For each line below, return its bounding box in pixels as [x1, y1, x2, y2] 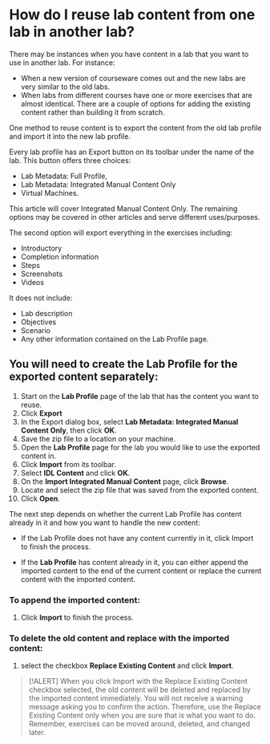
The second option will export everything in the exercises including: [9, 227, 233, 238]
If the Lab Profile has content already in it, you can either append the [20, 557, 249, 567]
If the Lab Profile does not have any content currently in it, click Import [20, 533, 254, 543]
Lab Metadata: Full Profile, [20, 171, 107, 181]
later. [28, 728, 46, 738]
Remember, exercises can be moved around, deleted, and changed [28, 719, 251, 729]
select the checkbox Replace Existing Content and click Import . [20, 661, 234, 671]
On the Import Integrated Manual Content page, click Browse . [20, 476, 229, 486]
